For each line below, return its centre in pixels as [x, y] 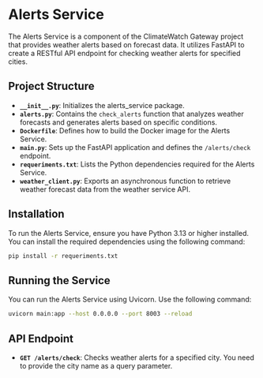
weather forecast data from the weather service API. [105, 189]
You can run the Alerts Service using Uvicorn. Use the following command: [130, 299]
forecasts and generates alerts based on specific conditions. [118, 122]
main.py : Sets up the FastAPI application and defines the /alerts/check [135, 147]
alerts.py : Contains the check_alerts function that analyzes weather [131, 114]
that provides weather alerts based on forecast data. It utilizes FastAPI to [126, 44]
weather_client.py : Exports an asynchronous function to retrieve [125, 181]
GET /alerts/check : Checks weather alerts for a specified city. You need [137, 357]
